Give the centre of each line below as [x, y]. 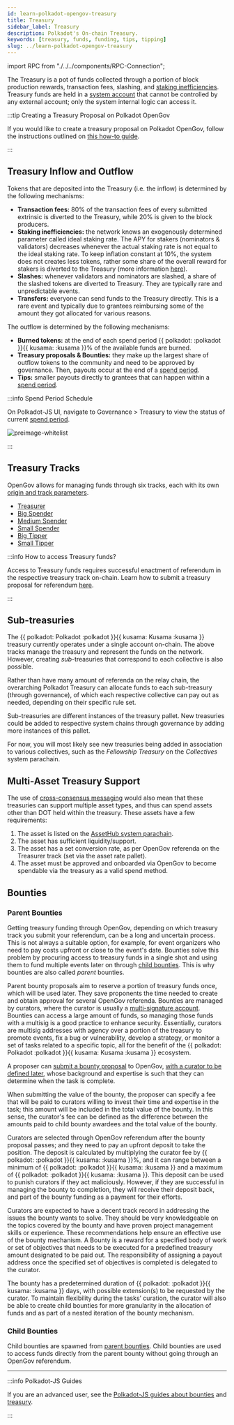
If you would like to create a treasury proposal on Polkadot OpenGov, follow [116, 129]
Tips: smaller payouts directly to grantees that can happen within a [114, 377]
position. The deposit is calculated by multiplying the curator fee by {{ [107, 1152]
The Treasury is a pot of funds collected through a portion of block [103, 80]
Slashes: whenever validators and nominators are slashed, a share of [117, 276]
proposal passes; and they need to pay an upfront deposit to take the [106, 1144]
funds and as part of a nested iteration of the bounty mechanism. [101, 1313]
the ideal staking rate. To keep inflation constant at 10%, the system [115, 254]
